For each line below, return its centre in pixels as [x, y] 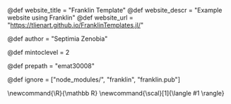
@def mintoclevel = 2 [38, 52]
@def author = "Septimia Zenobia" [58, 39]
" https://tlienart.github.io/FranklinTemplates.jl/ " [75, 25]
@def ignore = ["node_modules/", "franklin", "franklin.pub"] [94, 79]
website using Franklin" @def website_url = [71, 18]
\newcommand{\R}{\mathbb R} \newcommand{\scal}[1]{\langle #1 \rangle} [116, 93]
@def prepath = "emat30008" [51, 66]
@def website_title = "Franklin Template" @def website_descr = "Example [115, 10]
